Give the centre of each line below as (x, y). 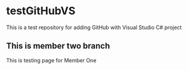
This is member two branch (58, 46)
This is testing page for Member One (51, 60)
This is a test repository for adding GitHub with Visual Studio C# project (94, 27)
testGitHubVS (41, 11)
